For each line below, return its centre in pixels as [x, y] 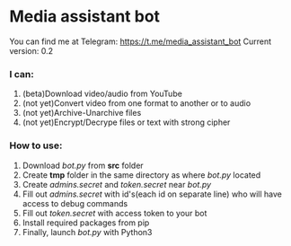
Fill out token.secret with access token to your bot [115, 213]
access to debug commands [75, 203]
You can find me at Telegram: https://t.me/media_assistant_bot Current [141, 41]
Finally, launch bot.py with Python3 [87, 232]
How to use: [36, 145]
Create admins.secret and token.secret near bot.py [117, 184]
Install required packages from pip [86, 223]
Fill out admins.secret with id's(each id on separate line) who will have [152, 194]
